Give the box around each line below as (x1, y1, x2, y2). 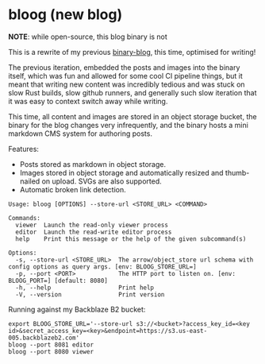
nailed (19, 176, 40, 186)
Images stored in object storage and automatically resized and (19, 168, 224, 177)
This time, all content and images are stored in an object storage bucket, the (8, 111, 257, 121)
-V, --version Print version (15, 290, 165, 299)
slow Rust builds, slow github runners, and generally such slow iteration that (8, 87, 257, 97)
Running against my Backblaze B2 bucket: (8, 304, 146, 314)
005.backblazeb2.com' (8, 334, 80, 342)
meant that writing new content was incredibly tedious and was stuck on (8, 79, 245, 89)
